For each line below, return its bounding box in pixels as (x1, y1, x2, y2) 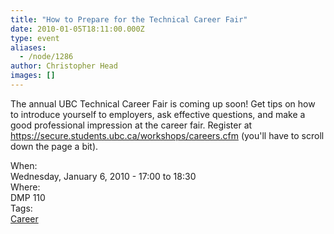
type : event (10, 33, 60, 43)
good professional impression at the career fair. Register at (10, 119, 253, 131)
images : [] (10, 71, 56, 81)
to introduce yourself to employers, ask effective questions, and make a (10, 108, 306, 120)
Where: (10, 181, 41, 193)
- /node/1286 (19, 52, 74, 62)
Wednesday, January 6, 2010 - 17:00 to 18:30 (10, 170, 197, 182)
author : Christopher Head (10, 61, 118, 71)
